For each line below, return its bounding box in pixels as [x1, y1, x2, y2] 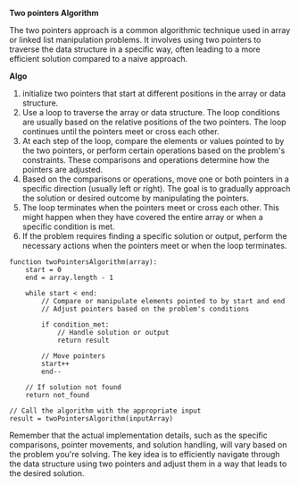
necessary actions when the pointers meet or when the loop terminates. [21, 241, 287, 251]
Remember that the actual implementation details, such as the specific [9, 430, 268, 440]
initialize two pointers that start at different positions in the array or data [21, 89, 287, 98]
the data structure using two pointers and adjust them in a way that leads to [9, 458, 287, 469]
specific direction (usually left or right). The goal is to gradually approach [21, 183, 291, 193]
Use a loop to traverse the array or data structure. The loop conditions [21, 107, 280, 117]
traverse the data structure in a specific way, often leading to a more [9, 44, 261, 55]
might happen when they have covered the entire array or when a [21, 212, 263, 222]
